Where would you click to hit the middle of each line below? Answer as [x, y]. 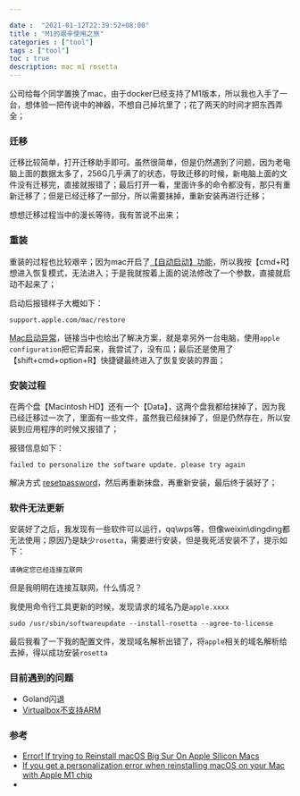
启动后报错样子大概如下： [56, 303]
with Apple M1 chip [57, 775]
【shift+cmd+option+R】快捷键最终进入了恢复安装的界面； [117, 360]
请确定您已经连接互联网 [46, 570]
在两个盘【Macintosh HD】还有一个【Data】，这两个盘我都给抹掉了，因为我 [147, 406]
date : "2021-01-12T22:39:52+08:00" [79, 25]
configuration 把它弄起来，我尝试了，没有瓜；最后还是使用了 [121, 349]
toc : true [29, 59]
